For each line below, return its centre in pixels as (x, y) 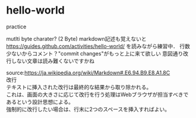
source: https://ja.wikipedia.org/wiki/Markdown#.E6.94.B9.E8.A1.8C (88, 73)
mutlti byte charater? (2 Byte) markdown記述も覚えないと (76, 38)
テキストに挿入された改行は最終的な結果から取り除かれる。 (79, 87)
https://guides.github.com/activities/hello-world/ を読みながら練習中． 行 (96, 46)
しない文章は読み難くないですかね (53, 61)
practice (16, 27)
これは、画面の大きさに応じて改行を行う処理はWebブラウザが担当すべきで (97, 94)
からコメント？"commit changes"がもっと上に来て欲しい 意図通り (102, 53)
